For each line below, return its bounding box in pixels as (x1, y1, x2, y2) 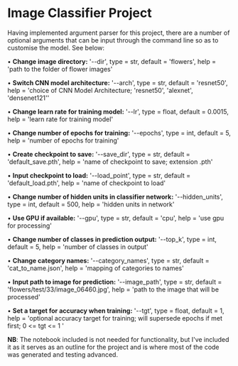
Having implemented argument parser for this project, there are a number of (7, 28, 230, 37)
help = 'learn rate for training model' (7, 115, 114, 123)
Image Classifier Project (7, 5, 152, 21)
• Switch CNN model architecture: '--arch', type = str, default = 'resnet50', (7, 78, 228, 87)
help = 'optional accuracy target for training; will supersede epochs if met (7, 314, 222, 322)
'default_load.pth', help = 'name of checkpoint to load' (7, 179, 166, 187)
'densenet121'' (7, 94, 50, 102)
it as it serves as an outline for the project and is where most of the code (7, 343, 220, 351)
